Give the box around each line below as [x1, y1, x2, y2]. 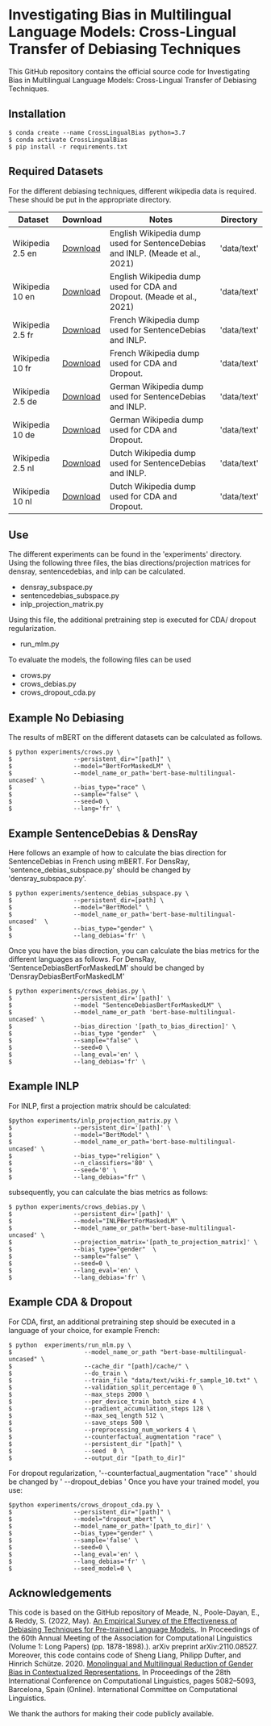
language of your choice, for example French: [8, 1325, 160, 1335]
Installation [8, 107, 66, 121]
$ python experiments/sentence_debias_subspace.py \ [8, 889, 190, 897]
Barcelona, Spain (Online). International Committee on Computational [8, 1685, 238, 1695]
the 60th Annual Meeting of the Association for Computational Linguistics [8, 1633, 252, 1643]
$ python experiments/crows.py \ [8, 748, 121, 756]
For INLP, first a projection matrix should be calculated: [8, 1101, 191, 1110]
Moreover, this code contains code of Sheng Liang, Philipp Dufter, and [8, 1650, 242, 1660]
